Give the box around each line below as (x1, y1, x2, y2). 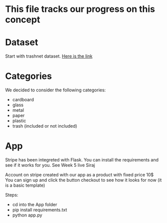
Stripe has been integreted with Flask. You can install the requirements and (5, 157, 159, 162)
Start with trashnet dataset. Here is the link (5, 53, 93, 59)
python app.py (12, 212, 42, 218)
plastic (12, 118, 26, 124)
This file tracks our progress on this (5, 3, 155, 15)
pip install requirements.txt (12, 207, 67, 213)
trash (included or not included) (12, 123, 78, 129)
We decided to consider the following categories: (5, 87, 106, 93)
